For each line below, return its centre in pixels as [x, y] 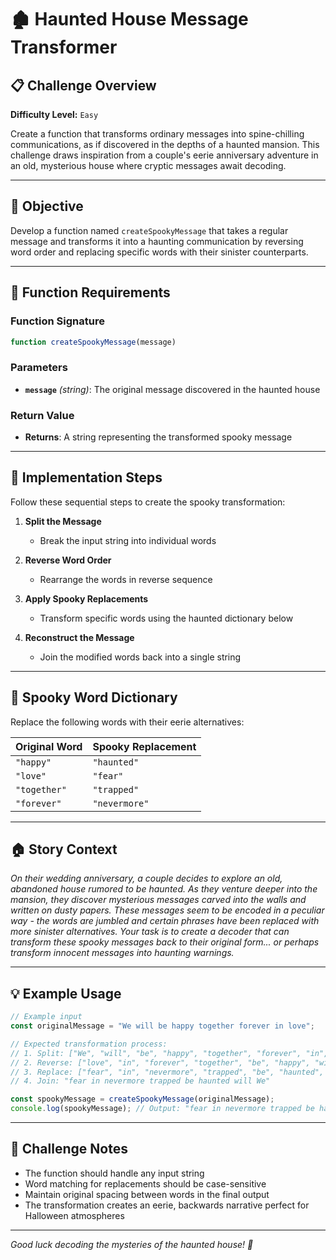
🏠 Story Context [64, 849]
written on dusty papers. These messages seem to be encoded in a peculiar [167, 910]
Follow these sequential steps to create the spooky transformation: [148, 502]
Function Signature [57, 321]
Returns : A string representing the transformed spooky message [158, 437]
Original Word [49, 746]
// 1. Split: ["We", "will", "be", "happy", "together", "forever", [156, 1053]
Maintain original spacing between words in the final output [147, 1194]
